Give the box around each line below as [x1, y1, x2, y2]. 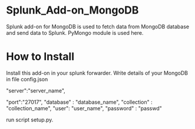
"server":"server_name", [6, 87, 66, 94]
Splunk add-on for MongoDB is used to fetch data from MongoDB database [6, 23, 190, 30]
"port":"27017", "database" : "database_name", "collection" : [6, 98, 153, 105]
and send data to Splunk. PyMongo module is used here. [6, 29, 144, 36]
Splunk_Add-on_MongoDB [6, 4, 139, 17]
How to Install [6, 50, 75, 64]
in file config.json [6, 75, 48, 82]
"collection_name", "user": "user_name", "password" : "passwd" [6, 104, 162, 112]
